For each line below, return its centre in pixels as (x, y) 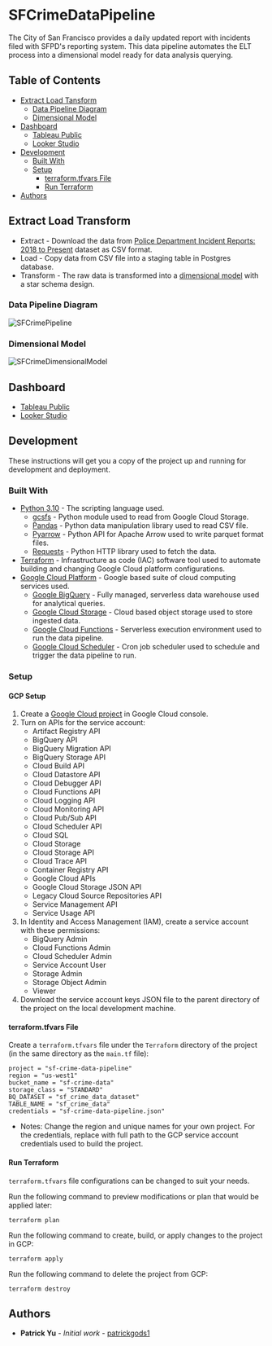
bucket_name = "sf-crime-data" (61, 1083)
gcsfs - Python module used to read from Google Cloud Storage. (140, 517)
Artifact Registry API (66, 732)
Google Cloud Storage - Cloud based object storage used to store (142, 612)
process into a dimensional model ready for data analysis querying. (121, 55)
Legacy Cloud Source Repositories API (97, 896)
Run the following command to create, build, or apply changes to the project (136, 1235)
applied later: (30, 1205)
